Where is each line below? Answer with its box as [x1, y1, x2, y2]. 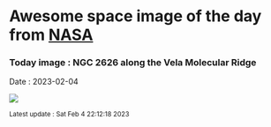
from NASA [9, 25, 94, 45]
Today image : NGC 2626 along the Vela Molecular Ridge [9, 56, 257, 69]
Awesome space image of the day [9, 6, 262, 26]
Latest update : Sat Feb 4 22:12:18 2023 [9, 110, 130, 119]
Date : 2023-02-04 [9, 77, 79, 87]
